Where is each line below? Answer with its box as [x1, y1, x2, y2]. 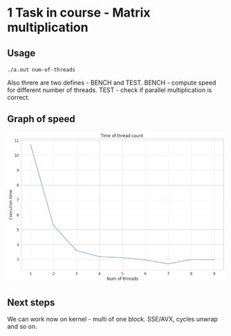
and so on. [7, 322, 38, 330]
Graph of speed [7, 113, 75, 125]
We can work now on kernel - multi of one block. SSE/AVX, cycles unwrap [7, 315, 218, 324]
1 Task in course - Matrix [7, 5, 151, 21]
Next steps [7, 297, 55, 308]
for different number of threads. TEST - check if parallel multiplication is [7, 86, 212, 94]
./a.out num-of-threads [7, 67, 76, 73]
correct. [7, 94, 30, 101]
